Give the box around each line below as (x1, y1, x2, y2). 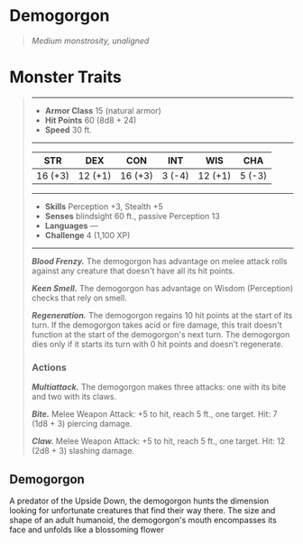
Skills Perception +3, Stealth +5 (44, 200, 164, 212)
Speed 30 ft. (44, 124, 92, 135)
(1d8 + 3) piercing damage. (31, 419, 133, 429)
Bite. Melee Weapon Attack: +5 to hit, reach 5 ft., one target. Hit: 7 (31, 409, 278, 420)
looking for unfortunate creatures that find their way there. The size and (9, 504, 276, 515)
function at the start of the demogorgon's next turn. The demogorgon (31, 328, 290, 339)
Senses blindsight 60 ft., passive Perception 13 (44, 210, 221, 221)
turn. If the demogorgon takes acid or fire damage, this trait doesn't (31, 319, 282, 330)
